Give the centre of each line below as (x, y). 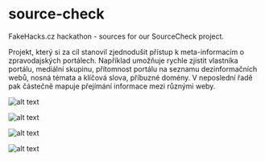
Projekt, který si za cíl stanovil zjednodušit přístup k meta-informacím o (126, 52)
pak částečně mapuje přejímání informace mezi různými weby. (112, 86)
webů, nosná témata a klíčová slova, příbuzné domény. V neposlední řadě (130, 77)
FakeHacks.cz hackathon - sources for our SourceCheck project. (116, 36)
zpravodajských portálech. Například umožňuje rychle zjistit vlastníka (124, 60)
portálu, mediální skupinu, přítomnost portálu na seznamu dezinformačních (133, 68)
